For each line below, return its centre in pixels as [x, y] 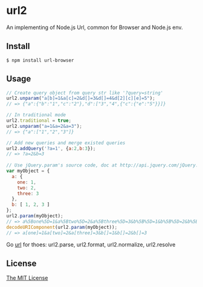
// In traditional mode [36, 115]
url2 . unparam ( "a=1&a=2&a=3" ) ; [44, 126]
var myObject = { [28, 171]
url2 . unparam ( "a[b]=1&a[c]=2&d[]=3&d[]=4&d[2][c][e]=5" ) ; [81, 98]
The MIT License [27, 278]
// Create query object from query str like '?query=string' [85, 93]
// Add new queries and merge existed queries [66, 143]
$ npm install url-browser [40, 60]
